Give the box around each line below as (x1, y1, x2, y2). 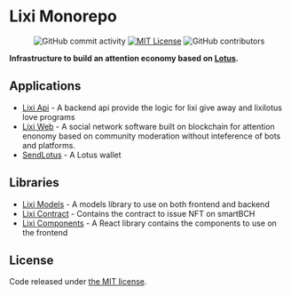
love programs (21, 111, 75, 122)
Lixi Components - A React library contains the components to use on (21, 218, 278, 228)
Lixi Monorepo (9, 6, 117, 27)
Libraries (9, 175, 59, 190)
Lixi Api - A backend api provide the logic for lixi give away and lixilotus (21, 102, 282, 113)
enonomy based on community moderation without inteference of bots (21, 131, 281, 141)
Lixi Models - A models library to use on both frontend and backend (21, 198, 271, 210)
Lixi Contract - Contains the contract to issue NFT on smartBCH (21, 208, 256, 219)
